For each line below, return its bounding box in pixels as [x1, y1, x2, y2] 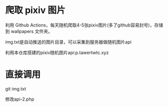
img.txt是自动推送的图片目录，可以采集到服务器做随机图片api [5, 38, 132, 45]
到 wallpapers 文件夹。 [5, 28, 53, 34]
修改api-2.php [5, 96, 34, 102]
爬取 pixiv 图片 [5, 4, 66, 16]
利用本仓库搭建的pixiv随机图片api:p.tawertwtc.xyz [5, 49, 109, 55]
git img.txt [5, 85, 26, 91]
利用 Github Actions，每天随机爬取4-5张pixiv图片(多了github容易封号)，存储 [5, 22, 163, 28]
